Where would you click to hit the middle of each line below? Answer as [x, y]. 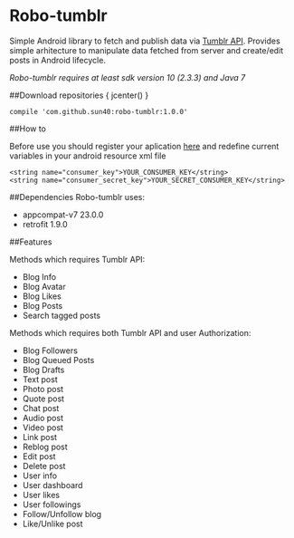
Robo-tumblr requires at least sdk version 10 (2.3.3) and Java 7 [128, 77]
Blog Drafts [43, 370]
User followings [52, 504]
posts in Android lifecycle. [58, 60]
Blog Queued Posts [58, 360]
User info [39, 476]
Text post [40, 379]
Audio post [43, 418]
